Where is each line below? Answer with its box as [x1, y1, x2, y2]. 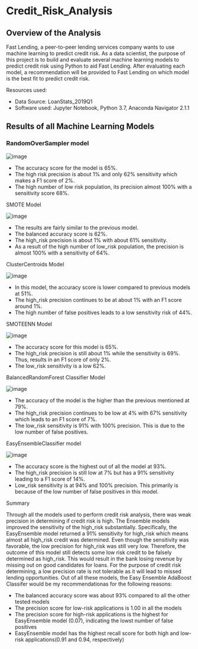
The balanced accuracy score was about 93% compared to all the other [14, 591, 190, 599]
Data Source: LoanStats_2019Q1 [14, 98, 93, 105]
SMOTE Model [6, 201, 41, 208]
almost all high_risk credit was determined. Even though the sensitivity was [6, 536, 189, 543]
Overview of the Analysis [6, 28, 102, 38]
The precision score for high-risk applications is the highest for [14, 610, 168, 618]
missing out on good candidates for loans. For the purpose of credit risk [6, 561, 181, 568]
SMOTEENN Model [6, 320, 52, 327]
